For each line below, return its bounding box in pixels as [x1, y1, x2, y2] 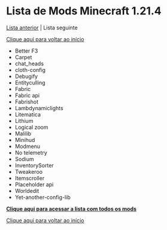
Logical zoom [14, 123, 48, 131]
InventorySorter [14, 162, 54, 169]
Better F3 [14, 47, 38, 55]
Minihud [14, 136, 35, 143]
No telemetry [14, 149, 48, 156]
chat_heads [14, 60, 44, 67]
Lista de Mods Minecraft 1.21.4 [6, 4, 162, 18]
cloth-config [14, 66, 46, 73]
